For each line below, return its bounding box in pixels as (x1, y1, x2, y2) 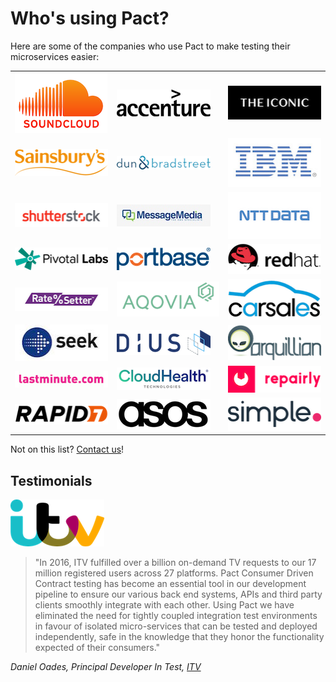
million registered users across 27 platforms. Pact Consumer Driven (34, 567, 314, 579)
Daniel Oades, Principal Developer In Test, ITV (10, 660, 202, 672)
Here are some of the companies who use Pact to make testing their (10, 40, 291, 52)
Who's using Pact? (10, 7, 170, 30)
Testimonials (10, 472, 93, 489)
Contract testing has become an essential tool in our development (34, 577, 307, 589)
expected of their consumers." (34, 641, 161, 653)
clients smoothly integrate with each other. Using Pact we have (34, 598, 295, 611)
